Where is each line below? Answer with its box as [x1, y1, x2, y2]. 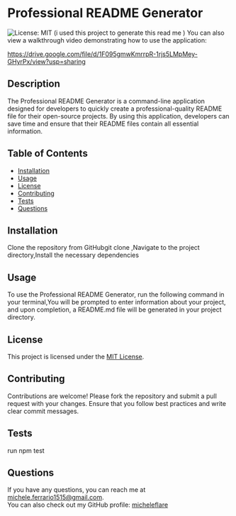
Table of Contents [7, 148, 89, 160]
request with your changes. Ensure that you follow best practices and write [7, 399, 227, 407]
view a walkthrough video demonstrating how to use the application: [7, 35, 207, 44]
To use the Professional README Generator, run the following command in [7, 290, 225, 299]
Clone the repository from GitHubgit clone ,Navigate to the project [7, 243, 200, 252]
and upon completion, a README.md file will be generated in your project [7, 305, 222, 314]
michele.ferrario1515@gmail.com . [7, 493, 104, 502]
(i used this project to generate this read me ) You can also [53, 28, 225, 37]
